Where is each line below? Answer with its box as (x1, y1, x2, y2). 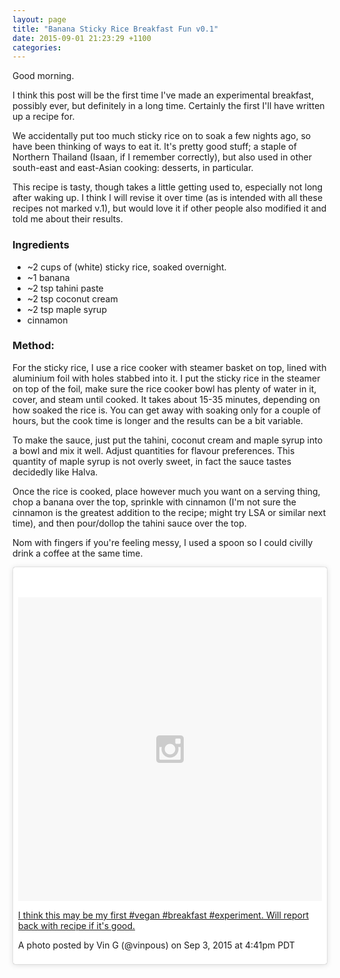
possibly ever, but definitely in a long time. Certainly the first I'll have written (12, 100, 325, 112)
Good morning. (12, 70, 75, 82)
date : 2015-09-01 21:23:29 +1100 (12, 33, 152, 43)
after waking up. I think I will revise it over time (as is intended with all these (12, 192, 324, 204)
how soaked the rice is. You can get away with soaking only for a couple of (12, 404, 322, 416)
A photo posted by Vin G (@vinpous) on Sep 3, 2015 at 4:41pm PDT (18, 939, 295, 951)
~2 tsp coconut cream (26, 292, 119, 305)
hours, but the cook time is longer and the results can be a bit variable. (12, 414, 304, 426)
